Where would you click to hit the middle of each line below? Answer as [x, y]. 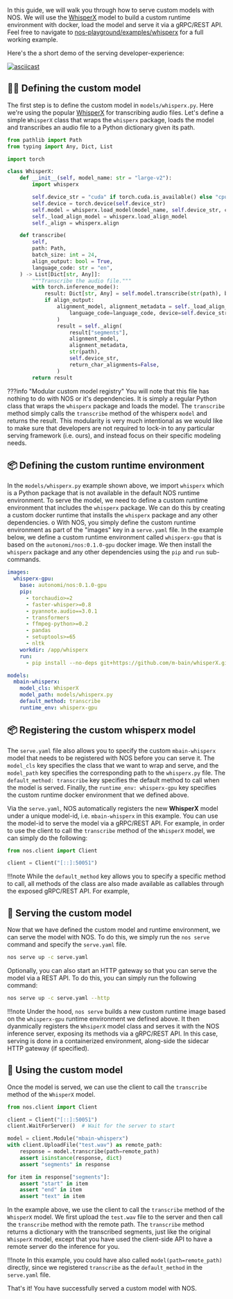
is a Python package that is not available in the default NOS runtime [103, 493]
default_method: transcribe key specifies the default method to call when [113, 780]
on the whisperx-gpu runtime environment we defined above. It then [103, 1019]
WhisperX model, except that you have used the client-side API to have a [110, 1239]
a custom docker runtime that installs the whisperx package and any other [113, 515]
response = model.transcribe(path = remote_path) [89, 1152]
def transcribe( [43, 236]
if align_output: [69, 300]
